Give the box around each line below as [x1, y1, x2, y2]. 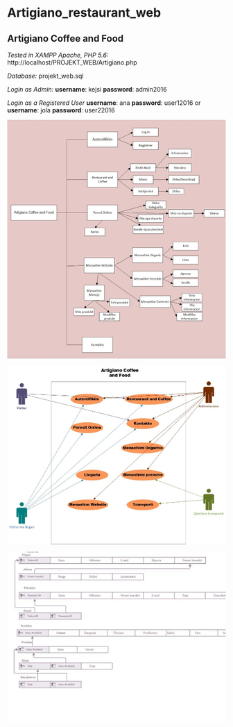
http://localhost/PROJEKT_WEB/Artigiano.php [7, 58, 137, 67]
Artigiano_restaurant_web [7, 5, 162, 21]
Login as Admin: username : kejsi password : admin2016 [7, 85, 168, 93]
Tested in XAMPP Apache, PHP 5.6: [7, 51, 109, 59]
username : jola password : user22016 [7, 106, 116, 114]
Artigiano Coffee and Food [7, 33, 124, 44]
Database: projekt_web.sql [7, 72, 84, 80]
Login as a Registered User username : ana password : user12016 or [7, 99, 201, 107]
